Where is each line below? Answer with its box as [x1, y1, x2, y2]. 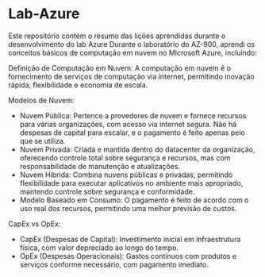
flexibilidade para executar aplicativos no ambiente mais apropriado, [19, 178, 244, 187]
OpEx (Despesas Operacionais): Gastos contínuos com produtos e [19, 251, 237, 260]
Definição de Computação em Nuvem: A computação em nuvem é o [8, 63, 232, 72]
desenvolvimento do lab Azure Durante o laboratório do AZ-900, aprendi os [8, 39, 255, 48]
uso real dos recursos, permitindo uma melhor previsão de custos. [19, 203, 237, 213]
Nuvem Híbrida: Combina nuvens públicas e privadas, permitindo [19, 170, 233, 179]
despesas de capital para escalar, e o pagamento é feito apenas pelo [19, 128, 246, 137]
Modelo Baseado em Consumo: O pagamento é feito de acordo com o [19, 195, 249, 205]
